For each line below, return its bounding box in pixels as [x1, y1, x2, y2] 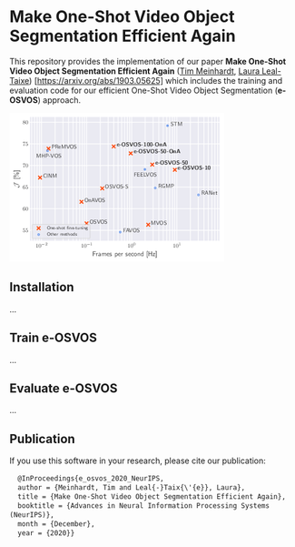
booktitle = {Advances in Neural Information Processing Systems [17, 501, 270, 511]
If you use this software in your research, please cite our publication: [9, 455, 266, 466]
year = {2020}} [17, 529, 75, 538]
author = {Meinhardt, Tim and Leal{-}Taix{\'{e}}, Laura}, [17, 483, 246, 492]
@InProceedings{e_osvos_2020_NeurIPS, [17, 474, 165, 483]
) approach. [37, 94, 82, 106]
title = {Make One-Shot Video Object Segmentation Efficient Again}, [17, 492, 286, 501]
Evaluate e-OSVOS [9, 380, 118, 396]
